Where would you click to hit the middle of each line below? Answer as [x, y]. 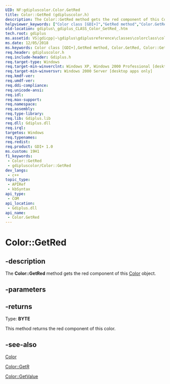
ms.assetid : [18, 39]
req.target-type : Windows [32, 62]
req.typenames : [21, 137]
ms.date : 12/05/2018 [27, 43]
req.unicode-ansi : [25, 90]
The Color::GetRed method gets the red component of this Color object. [81, 273]
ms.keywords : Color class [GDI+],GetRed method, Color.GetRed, [73, 48]
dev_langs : [17, 170]
